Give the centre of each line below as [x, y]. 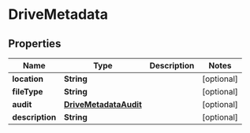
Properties [35, 44]
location [28, 79]
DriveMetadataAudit [103, 104]
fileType [28, 92]
